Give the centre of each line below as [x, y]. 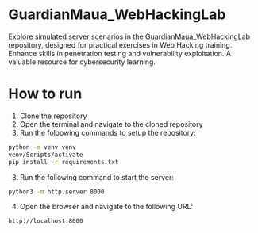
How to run [45, 94]
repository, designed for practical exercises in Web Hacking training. [120, 44]
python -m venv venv [42, 147]
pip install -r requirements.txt [64, 162]
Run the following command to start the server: [97, 177]
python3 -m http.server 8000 [56, 192]
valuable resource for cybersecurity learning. [82, 62]
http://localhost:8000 [46, 221]
